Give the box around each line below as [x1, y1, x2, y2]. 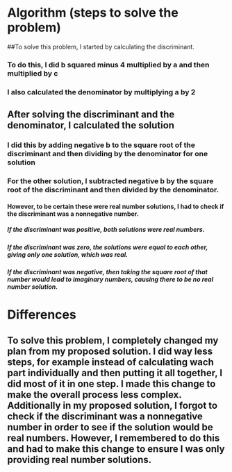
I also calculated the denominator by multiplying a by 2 [7, 87, 196, 96]
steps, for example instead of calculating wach [7, 356, 214, 368]
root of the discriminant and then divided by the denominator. [7, 185, 219, 195]
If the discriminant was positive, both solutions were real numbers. [7, 226, 205, 234]
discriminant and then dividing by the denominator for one [7, 149, 208, 159]
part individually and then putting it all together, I [7, 366, 223, 379]
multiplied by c [7, 68, 58, 78]
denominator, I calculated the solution [7, 119, 175, 131]
